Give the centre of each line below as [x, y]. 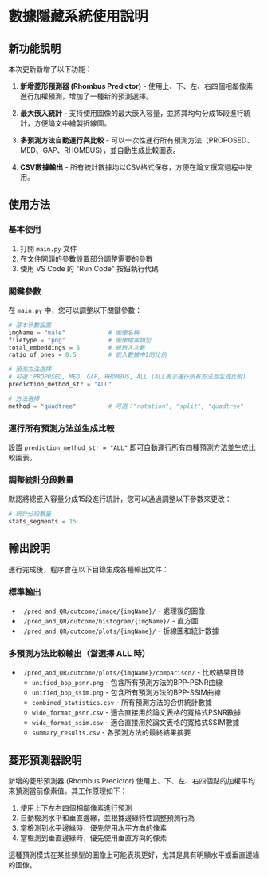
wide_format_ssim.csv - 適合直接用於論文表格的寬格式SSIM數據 [136, 723]
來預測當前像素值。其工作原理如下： [68, 791]
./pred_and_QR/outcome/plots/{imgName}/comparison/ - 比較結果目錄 [132, 672]
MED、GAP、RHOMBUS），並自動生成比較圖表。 [100, 150]
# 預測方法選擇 [30, 370]
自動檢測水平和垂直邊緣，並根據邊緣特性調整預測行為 [107, 818]
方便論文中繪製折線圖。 [73, 123]
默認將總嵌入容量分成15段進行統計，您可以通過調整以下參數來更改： [120, 499]
